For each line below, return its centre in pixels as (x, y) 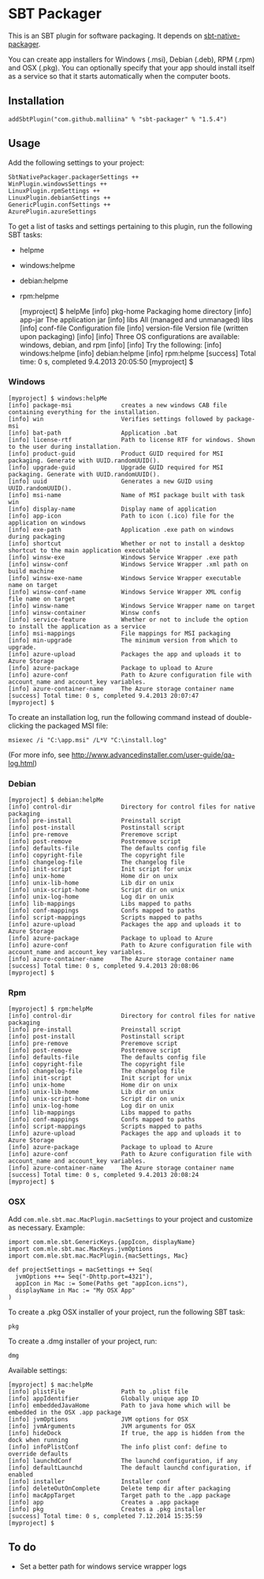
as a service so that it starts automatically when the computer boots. (119, 76)
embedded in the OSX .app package (65, 1412)
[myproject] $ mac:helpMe (50, 1385)
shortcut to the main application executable (84, 550)
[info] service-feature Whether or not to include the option (128, 620)
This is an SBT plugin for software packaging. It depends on (105, 36)
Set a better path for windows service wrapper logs (103, 1566)
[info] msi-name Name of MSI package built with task (126, 495)
